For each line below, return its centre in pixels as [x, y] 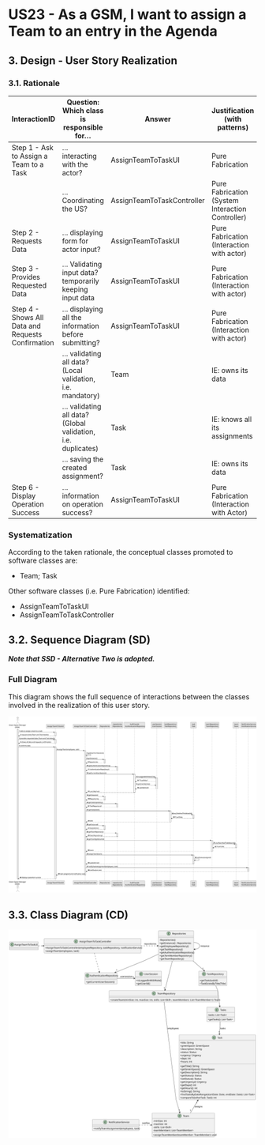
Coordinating [83, 200]
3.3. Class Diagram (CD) [68, 915]
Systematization [40, 535]
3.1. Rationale [34, 83]
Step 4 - [25, 309]
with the [75, 164]
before [73, 334]
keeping [75, 289]
